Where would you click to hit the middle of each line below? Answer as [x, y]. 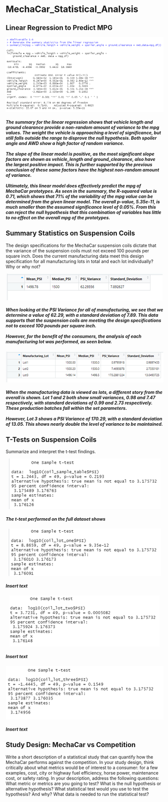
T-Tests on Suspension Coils [51, 439]
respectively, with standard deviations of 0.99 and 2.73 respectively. [79, 403]
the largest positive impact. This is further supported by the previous [79, 165]
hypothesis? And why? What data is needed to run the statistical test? [77, 794]
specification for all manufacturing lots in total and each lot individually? [80, 261]
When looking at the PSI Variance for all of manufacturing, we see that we [84, 310]
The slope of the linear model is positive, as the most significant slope [80, 154]
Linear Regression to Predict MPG [59, 28]
